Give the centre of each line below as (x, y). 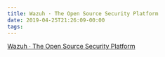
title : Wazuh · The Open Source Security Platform (83, 14)
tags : (15, 26)
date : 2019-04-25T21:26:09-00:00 (56, 20)
